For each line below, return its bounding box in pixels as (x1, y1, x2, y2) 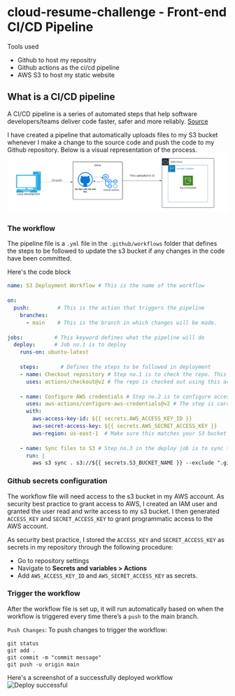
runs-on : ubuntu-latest (20, 349, 90, 356)
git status (7, 640, 39, 647)
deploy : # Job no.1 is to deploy (13, 341, 127, 349)
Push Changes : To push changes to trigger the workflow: (7, 625, 168, 634)
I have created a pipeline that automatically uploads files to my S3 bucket (7, 130, 218, 139)
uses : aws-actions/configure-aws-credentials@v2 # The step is (25, 401, 215, 408)
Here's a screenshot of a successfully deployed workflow (7, 673, 173, 681)
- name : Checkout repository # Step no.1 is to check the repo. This (20, 370, 227, 378)
